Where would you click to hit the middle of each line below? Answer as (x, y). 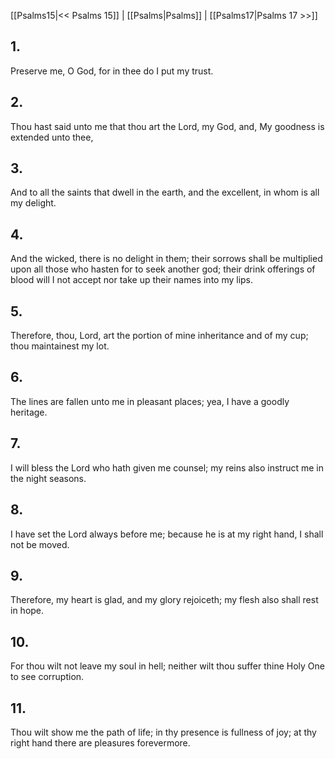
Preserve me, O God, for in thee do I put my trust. (112, 71)
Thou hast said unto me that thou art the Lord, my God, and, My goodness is (167, 126)
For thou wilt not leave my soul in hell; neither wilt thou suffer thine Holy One (167, 666)
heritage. (29, 412)
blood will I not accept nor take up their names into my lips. (132, 280)
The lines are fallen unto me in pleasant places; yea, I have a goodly (150, 401)
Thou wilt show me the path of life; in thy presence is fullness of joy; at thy (163, 732)
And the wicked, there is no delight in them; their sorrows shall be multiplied (166, 259)
